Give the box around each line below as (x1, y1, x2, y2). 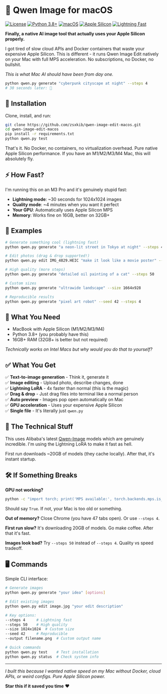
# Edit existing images (5, 599, 55, 604)
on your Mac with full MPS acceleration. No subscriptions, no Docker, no (5, 56, 154, 62)
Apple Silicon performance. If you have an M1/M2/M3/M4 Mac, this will (5, 151, 151, 156)
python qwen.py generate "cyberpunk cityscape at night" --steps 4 (5, 81, 148, 86)
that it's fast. (5, 530, 31, 536)
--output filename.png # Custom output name (5, 636, 101, 641)
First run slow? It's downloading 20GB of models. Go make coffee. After (5, 525, 154, 531)
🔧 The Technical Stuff (5, 423, 74, 431)
